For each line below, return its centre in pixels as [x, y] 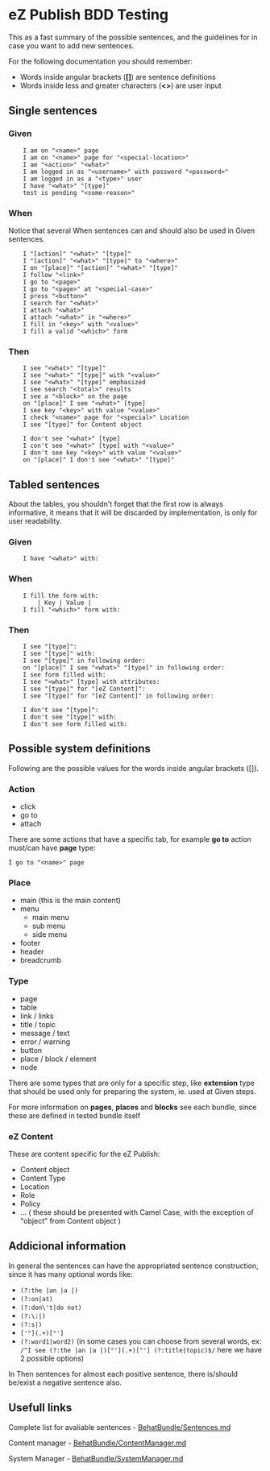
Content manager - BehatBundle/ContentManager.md [98, 1443]
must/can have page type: [52, 848]
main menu [51, 918]
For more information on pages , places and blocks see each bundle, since [133, 1107]
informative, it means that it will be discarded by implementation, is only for [133, 512]
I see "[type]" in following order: [85, 661]
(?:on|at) [37, 1299]
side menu [50, 934]
